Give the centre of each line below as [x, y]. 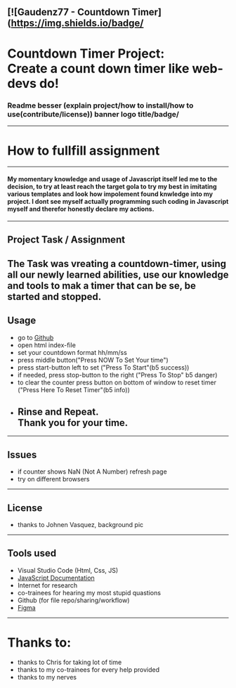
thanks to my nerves [47, 677]
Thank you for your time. [73, 423]
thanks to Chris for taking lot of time [70, 662]
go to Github [35, 337]
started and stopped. [54, 296]
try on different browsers [53, 479]
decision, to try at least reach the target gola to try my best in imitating [112, 187]
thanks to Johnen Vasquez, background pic [80, 525]
